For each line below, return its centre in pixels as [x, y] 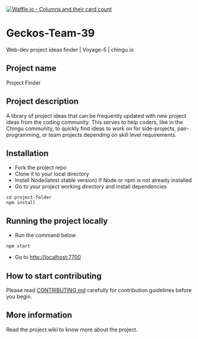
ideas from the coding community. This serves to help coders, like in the [95, 122]
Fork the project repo [41, 168]
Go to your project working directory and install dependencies [91, 187]
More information [39, 315]
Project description [43, 101]
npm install [21, 203]
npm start [18, 246]
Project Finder [23, 83]
